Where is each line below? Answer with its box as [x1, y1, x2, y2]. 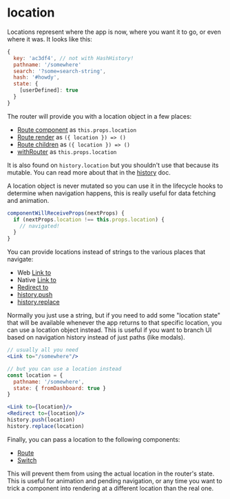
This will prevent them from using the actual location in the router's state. [7, 469, 215, 478]
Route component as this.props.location [17, 126, 136, 134]
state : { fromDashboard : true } [13, 384, 107, 391]
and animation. [7, 196, 50, 204]
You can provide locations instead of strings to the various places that [7, 248, 206, 256]
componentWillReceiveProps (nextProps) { [7, 209, 125, 217]
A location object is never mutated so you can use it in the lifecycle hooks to [7, 182, 223, 190]
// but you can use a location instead [7, 365, 122, 372]
